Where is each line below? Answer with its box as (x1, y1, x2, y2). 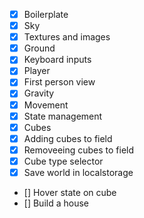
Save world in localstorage (23, 166, 134, 178)
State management (23, 110, 103, 122)
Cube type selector (23, 155, 104, 167)
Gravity (23, 87, 55, 99)
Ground (23, 42, 56, 54)
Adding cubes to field (23, 132, 113, 144)
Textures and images (23, 31, 111, 43)
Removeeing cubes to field (23, 144, 135, 156)
